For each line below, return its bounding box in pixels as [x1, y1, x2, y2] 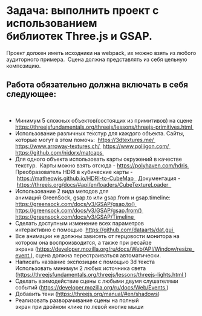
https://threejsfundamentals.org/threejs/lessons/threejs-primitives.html [15, 123, 192, 131]
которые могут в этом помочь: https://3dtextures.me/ [15, 136, 154, 143]
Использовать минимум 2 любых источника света [15, 264, 146, 272]
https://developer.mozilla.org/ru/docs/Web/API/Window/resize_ [37, 245, 195, 253]
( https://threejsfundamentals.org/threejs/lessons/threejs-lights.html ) [15, 271, 187, 278]
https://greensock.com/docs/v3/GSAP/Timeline [15, 213, 134, 221]
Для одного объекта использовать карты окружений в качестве [15, 155, 183, 163]
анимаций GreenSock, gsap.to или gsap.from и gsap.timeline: [15, 194, 171, 201]
